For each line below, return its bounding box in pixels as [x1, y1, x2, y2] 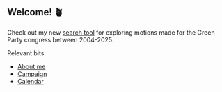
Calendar [17, 77, 44, 85]
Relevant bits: [7, 48, 47, 57]
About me [17, 62, 46, 71]
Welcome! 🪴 [7, 6, 64, 18]
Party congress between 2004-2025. [7, 35, 114, 44]
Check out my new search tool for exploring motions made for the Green [7, 28, 215, 37]
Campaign [17, 69, 47, 78]
